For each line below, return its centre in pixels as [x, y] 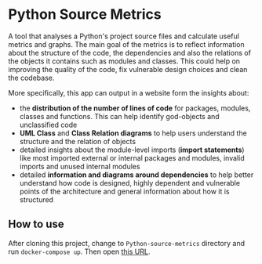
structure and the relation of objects [77, 141]
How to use [36, 224]
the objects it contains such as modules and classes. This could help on [124, 61]
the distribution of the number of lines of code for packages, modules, [135, 108]
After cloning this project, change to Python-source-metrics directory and [127, 243]
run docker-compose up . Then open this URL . [79, 251]
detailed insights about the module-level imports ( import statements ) [132, 150]
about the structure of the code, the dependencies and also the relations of [129, 52]
